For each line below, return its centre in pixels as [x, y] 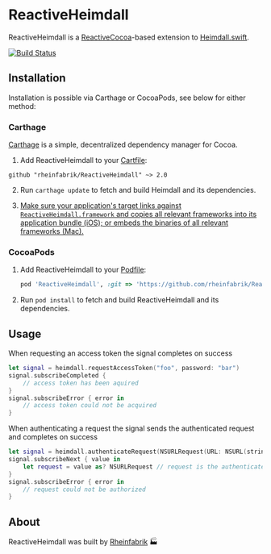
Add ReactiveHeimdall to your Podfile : [83, 270]
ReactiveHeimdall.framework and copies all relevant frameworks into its [138, 215]
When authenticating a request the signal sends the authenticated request [131, 428]
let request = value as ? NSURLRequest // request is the [121, 467]
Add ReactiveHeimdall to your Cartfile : [83, 160]
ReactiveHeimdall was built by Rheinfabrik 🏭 [83, 542]
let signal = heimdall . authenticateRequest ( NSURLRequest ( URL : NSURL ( [128, 452]
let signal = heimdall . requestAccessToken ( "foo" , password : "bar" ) [124, 369]
